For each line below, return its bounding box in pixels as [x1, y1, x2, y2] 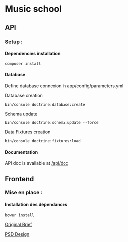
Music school [5, 3, 62, 15]
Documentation [5, 149, 38, 155]
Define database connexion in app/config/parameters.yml [5, 83, 124, 89]
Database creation [5, 92, 43, 98]
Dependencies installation [5, 51, 61, 57]
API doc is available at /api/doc [5, 160, 68, 166]
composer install [5, 61, 41, 66]
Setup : [5, 38, 23, 45]
